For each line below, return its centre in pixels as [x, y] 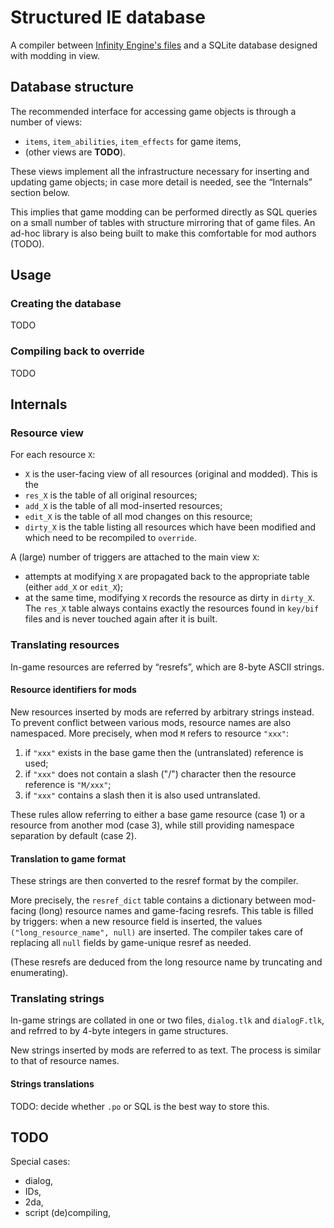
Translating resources [65, 645]
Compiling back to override [77, 351]
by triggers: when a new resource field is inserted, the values [136, 922]
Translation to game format [68, 858]
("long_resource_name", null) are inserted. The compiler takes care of [157, 932]
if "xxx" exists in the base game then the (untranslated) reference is [164, 752]
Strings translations [52, 1084]
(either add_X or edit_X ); [74, 587]
